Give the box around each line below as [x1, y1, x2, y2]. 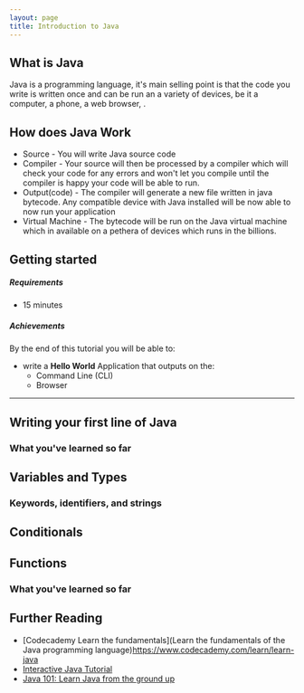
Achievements [9, 320, 65, 331]
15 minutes [22, 299, 63, 310]
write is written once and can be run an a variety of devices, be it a [9, 89, 259, 100]
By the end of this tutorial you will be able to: [9, 343, 176, 354]
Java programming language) [22, 644, 133, 655]
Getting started [9, 252, 98, 267]
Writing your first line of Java [9, 414, 177, 430]
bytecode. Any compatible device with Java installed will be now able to [22, 196, 291, 208]
